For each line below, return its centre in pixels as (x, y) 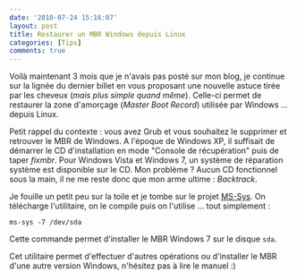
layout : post (34, 26)
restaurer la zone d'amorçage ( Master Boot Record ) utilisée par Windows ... (148, 105)
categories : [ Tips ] (46, 42)
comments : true (38, 51)
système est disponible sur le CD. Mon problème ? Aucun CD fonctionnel (144, 170)
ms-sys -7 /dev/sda (46, 223)
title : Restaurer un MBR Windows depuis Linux (98, 34)
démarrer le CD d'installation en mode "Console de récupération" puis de (144, 151)
